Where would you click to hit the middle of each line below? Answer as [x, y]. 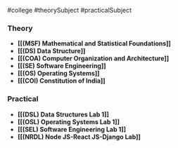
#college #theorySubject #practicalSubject [70, 10]
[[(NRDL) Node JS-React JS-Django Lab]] [79, 137]
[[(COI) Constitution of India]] [61, 81]
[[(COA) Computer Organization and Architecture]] [93, 58]
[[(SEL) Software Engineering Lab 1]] [72, 129]
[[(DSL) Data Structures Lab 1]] [63, 114]
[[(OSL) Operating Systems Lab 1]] [68, 121]
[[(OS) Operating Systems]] [58, 74]
